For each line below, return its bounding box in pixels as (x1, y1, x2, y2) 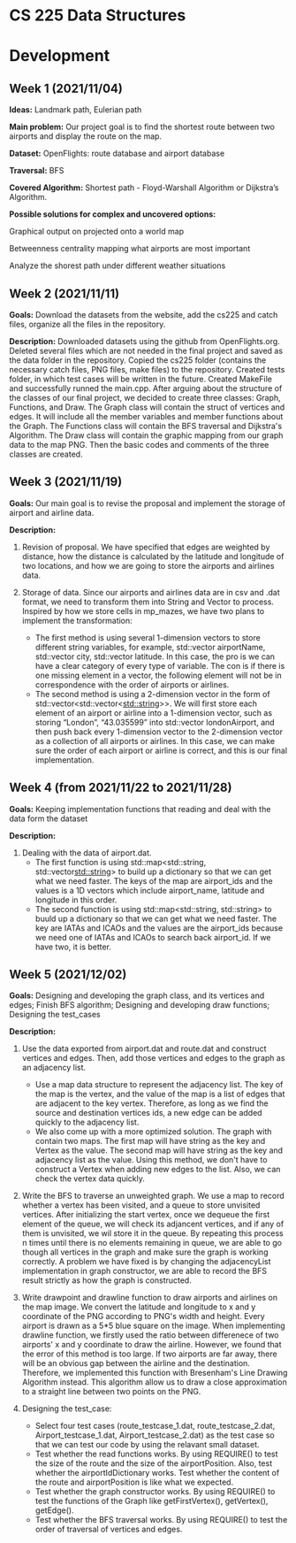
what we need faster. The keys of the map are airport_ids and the (34, 875, 273, 886)
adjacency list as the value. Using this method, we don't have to (34, 1155, 268, 1165)
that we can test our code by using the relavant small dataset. (34, 1439, 260, 1450)
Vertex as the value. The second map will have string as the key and (34, 1145, 284, 1155)
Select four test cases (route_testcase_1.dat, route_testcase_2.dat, (34, 1421, 276, 1432)
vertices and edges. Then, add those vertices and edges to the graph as (21, 1053, 285, 1063)
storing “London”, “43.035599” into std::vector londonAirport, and (34, 717, 276, 727)
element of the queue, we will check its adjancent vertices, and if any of (21, 1218, 285, 1230)
